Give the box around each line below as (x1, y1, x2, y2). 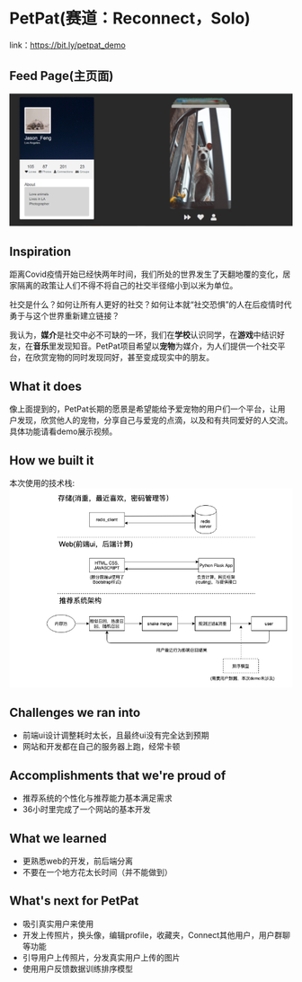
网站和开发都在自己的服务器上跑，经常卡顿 (22, 741, 181, 752)
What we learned (9, 830, 107, 845)
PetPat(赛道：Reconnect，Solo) (9, 8, 251, 29)
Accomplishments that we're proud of (9, 767, 226, 783)
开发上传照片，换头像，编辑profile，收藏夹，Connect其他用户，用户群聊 (22, 929, 290, 940)
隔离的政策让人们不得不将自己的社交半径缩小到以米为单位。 (16, 280, 238, 291)
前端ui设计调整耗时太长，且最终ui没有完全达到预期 (22, 730, 209, 741)
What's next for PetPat (9, 893, 139, 908)
